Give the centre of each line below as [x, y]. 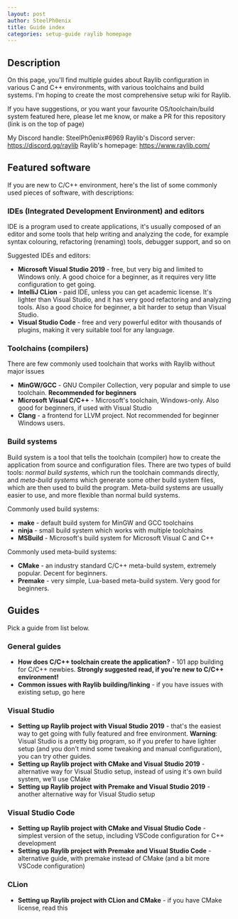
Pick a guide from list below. [49, 627]
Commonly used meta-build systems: [62, 551]
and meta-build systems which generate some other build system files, [111, 480]
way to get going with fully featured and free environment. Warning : [118, 734]
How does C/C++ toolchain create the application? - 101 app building [120, 662]
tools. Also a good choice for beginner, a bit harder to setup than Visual [122, 307]
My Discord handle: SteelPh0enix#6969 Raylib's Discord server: [101, 138]
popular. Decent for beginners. [63, 573]
